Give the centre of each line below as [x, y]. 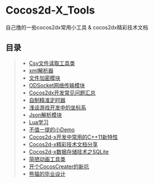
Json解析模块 [45, 115]
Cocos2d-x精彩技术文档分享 [63, 144]
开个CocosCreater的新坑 [59, 166]
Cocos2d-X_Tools [50, 10]
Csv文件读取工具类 [52, 63]
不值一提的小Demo [52, 129]
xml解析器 [41, 70]
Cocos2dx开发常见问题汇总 [62, 93]
